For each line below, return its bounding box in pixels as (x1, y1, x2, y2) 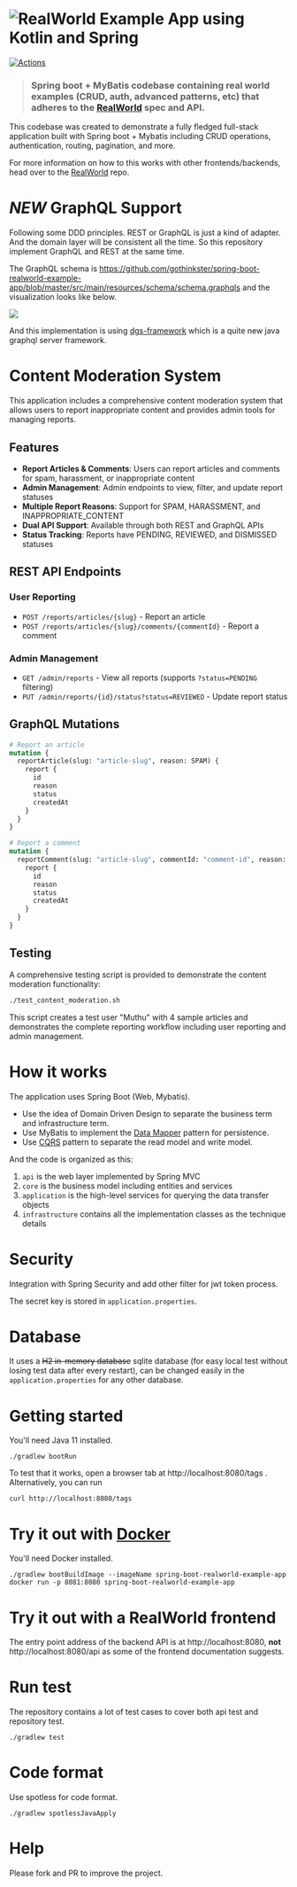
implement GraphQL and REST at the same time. (9, 247, 186, 257)
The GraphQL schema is (9, 263, 98, 274)
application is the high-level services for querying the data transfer (21, 1189, 270, 1201)
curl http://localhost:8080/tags (9, 1494, 133, 1503)
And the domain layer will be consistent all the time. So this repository (9, 237, 263, 247)
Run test (9, 1677, 72, 1697)
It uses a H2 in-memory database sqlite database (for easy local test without (9, 1356, 288, 1366)
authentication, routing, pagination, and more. (9, 140, 176, 151)
